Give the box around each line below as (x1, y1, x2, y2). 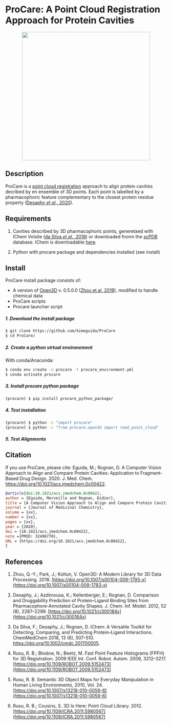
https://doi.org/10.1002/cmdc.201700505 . (12, 640, 100, 646)
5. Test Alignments (5, 436, 46, 442)
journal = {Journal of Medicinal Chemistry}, (5, 505, 104, 510)
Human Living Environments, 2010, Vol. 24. (12, 682, 103, 688)
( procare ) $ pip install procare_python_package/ (5, 396, 114, 401)
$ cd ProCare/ (5, 333, 36, 339)
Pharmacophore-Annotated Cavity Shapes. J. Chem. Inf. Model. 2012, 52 (12, 603, 166, 609)
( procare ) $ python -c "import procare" (5, 420, 93, 425)
